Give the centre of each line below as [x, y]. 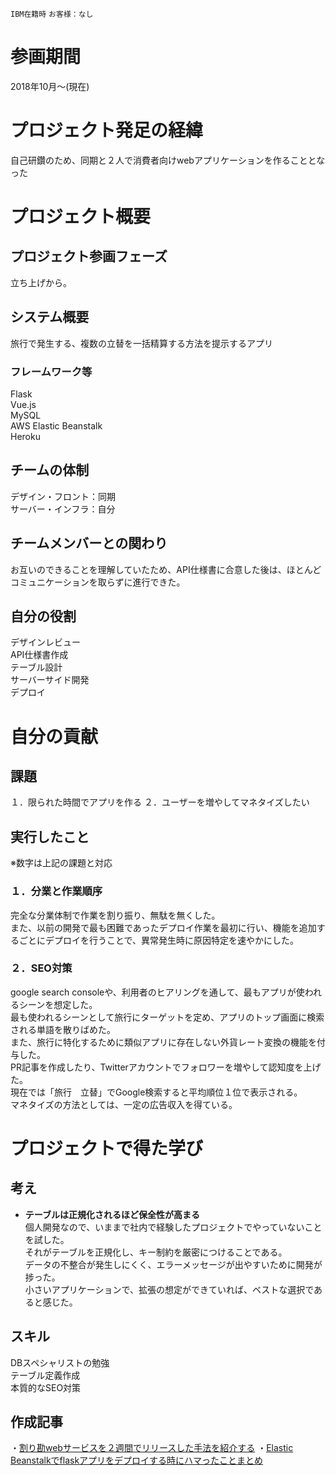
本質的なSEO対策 [46, 1387]
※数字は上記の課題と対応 [61, 863]
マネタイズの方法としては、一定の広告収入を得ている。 [124, 1104]
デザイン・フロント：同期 [63, 496]
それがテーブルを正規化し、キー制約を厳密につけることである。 [156, 1252]
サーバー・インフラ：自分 [63, 509]
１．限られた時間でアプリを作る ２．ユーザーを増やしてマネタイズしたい [160, 802]
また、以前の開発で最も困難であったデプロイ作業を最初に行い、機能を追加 [163, 927]
